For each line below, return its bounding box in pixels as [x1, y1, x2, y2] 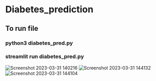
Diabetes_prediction [5, 4, 94, 15]
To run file [5, 24, 38, 33]
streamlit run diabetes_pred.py [5, 53, 84, 60]
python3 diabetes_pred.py [5, 39, 73, 47]
